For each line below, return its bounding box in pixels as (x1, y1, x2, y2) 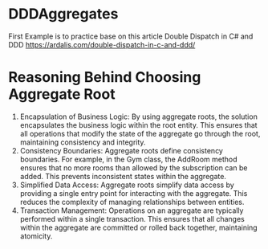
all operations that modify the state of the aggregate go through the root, (19, 129, 261, 138)
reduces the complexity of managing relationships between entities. (19, 197, 245, 206)
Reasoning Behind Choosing (8, 68, 201, 87)
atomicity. (19, 231, 53, 241)
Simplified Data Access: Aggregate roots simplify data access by (19, 180, 234, 190)
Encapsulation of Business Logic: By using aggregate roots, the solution (19, 112, 258, 121)
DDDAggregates (8, 5, 119, 23)
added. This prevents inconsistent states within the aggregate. (19, 171, 227, 181)
